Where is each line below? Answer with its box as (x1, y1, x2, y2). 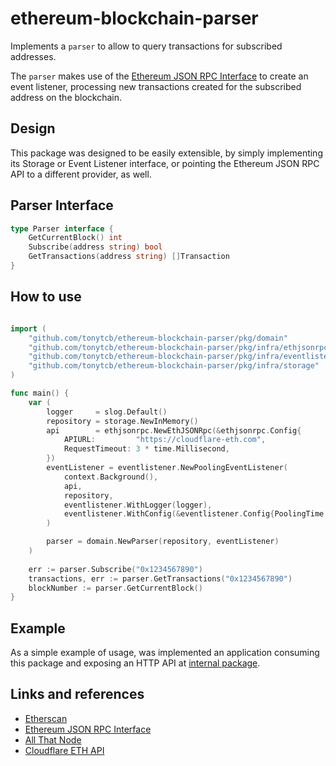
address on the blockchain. (10, 91, 123, 103)
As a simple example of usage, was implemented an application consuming (10, 647, 320, 659)
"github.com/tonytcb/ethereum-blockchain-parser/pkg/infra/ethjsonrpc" (28, 342, 333, 352)
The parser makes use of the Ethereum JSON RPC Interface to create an (10, 70, 309, 82)
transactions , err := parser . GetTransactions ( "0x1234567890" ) (28, 573, 293, 584)
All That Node (24, 733, 82, 746)
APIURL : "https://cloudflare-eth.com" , (63, 435, 267, 445)
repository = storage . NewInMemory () (46, 416, 199, 426)
